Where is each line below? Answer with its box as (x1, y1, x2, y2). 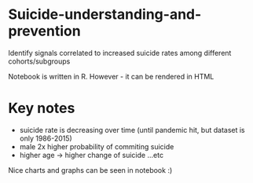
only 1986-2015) (19, 134, 72, 143)
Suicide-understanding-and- (8, 5, 202, 24)
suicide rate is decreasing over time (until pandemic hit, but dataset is (19, 125, 245, 134)
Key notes (8, 100, 75, 117)
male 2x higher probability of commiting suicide (19, 141, 174, 151)
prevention (8, 22, 81, 40)
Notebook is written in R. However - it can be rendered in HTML (8, 71, 214, 81)
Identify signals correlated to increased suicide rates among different (8, 48, 232, 57)
